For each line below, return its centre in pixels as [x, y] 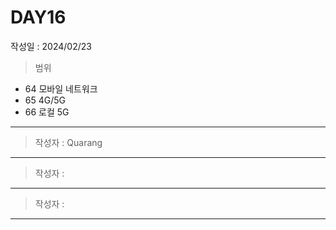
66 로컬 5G [47, 112]
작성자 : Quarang [68, 142]
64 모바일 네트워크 [61, 88]
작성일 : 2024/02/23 [51, 46]
